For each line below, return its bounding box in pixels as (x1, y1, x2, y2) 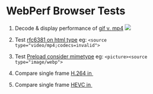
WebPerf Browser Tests (6, 4, 126, 18)
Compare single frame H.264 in (14, 70, 92, 77)
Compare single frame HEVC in (14, 81, 91, 88)
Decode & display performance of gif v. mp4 (14, 24, 123, 32)
